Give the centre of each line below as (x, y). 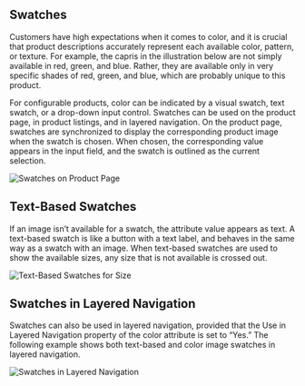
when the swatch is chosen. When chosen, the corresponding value (137, 141)
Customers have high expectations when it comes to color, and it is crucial (148, 36)
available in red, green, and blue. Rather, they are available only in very (142, 65)
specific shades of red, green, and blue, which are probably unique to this (148, 75)
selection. (28, 160)
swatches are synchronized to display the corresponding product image (144, 132)
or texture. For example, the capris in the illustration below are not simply (146, 56)
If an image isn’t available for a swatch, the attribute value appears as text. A (152, 228)
